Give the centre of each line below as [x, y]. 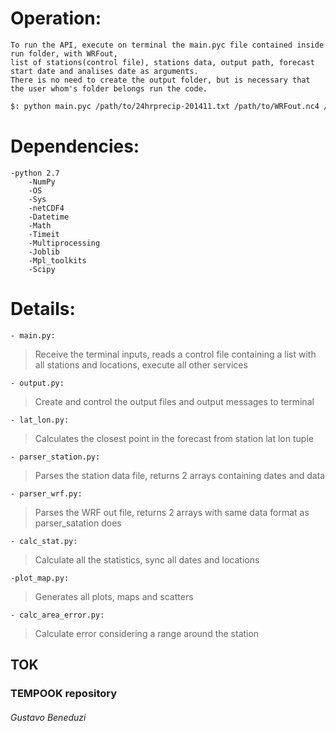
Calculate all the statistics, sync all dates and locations [147, 559]
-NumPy [42, 182]
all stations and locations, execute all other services [141, 364]
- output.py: [37, 383]
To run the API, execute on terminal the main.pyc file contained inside [167, 45]
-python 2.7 [35, 173]
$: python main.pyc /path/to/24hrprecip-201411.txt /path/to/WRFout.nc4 [165, 106]
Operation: [56, 18]
